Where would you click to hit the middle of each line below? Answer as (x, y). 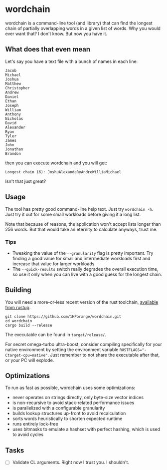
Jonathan (14, 149)
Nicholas (14, 118)
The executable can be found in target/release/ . (56, 334)
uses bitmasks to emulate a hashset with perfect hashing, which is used (86, 429)
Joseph (12, 105)
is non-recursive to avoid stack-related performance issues (73, 403)
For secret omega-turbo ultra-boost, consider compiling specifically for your (84, 344)
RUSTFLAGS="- (133, 350)
